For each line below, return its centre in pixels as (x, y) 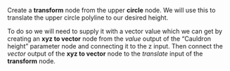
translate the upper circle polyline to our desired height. (88, 18)
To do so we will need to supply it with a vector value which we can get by (115, 31)
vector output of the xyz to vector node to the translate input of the (105, 53)
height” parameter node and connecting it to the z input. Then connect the (115, 46)
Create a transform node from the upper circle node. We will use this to (111, 10)
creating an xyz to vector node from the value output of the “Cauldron (109, 39)
